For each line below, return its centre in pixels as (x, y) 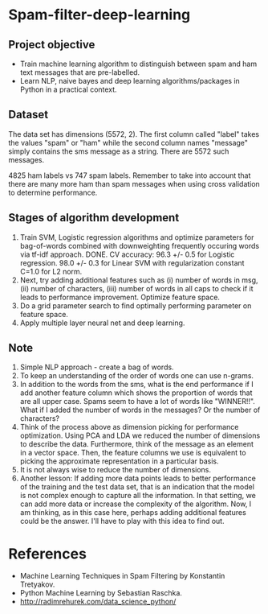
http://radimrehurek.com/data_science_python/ (98, 602)
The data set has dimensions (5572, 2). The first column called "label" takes (134, 134)
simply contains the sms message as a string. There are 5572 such (119, 151)
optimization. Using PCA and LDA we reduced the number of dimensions (140, 435)
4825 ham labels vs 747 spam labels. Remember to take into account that (130, 175)
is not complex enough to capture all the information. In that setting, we (138, 496)
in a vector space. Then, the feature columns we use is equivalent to (133, 453)
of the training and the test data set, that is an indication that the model (137, 487)
